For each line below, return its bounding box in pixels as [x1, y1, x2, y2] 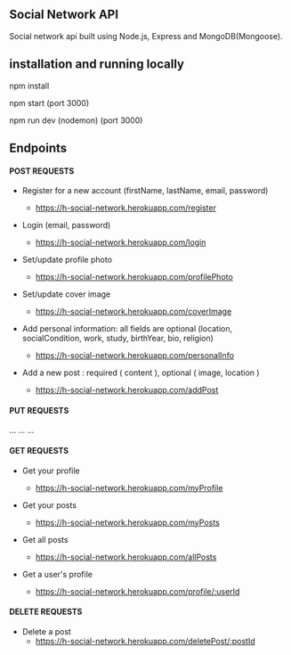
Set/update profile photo [21, 254, 113, 266]
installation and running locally [9, 57, 185, 72]
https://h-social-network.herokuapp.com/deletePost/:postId [35, 635, 255, 646]
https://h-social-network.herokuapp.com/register [35, 202, 216, 213]
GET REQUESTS [9, 446, 69, 456]
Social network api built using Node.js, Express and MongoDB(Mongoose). [9, 30, 283, 41]
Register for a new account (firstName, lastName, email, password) [21, 185, 269, 196]
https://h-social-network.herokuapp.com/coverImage [35, 307, 232, 317]
